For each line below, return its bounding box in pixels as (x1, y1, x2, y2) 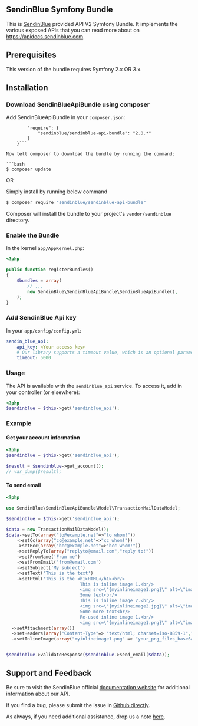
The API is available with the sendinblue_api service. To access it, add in (6, 382, 183, 389)
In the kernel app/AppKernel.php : (6, 245, 84, 252)
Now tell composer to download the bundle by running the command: (6, 151, 176, 157)
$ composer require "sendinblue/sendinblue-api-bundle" (6, 200, 146, 206)
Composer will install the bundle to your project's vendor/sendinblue (6, 211, 172, 218)
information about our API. (6, 690, 70, 697)
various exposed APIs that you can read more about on (6, 27, 140, 34)
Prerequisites (6, 50, 57, 60)
